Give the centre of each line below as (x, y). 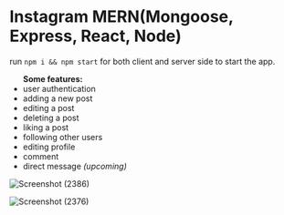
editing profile (49, 147)
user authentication (59, 88)
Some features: (53, 78)
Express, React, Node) (95, 36)
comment (41, 156)
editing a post (48, 107)
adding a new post (58, 98)
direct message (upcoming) (75, 166)
